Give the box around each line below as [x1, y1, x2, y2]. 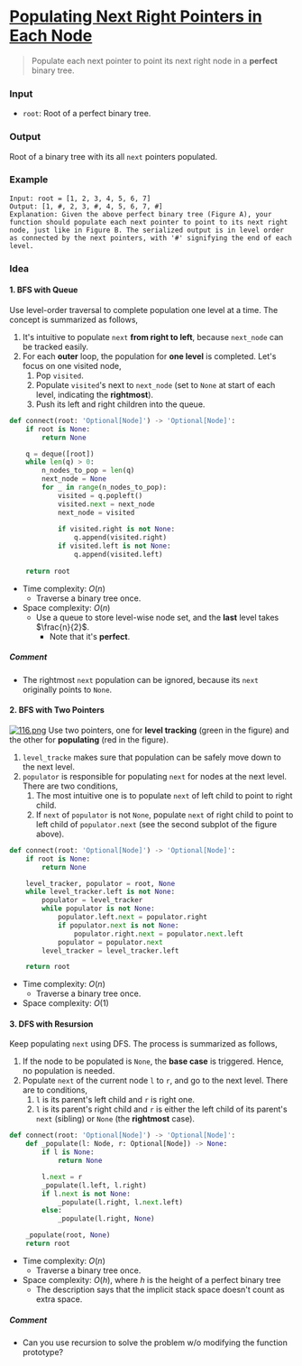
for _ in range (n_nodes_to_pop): [41, 483, 168, 493]
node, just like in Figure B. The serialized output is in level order [9, 226, 284, 235]
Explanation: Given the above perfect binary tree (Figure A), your [9, 209, 272, 218]
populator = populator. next [57, 937, 164, 946]
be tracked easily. [22, 341, 88, 352]
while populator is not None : [41, 904, 155, 913]
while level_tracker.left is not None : [25, 887, 176, 897]
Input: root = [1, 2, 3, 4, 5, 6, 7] [9, 194, 151, 203]
